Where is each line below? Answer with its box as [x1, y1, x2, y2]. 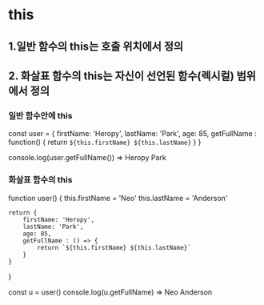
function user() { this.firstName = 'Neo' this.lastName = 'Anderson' [8, 193, 228, 203]
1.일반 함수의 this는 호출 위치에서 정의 [8, 39, 184, 53]
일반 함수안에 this [8, 110, 73, 121]
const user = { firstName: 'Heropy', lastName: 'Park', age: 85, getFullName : [8, 129, 258, 138]
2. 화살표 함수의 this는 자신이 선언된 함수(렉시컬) [8, 69, 234, 82]
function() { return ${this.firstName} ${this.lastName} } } [8, 138, 202, 147]
